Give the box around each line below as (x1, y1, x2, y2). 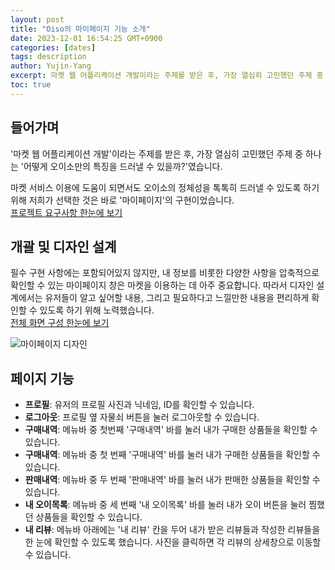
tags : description (10, 52, 87, 62)
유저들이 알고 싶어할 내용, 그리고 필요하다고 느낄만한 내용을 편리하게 (44, 292, 310, 304)
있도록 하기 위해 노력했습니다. (39, 304, 155, 316)
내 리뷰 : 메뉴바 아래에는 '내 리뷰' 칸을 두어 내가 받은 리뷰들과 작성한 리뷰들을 (24, 524, 321, 536)
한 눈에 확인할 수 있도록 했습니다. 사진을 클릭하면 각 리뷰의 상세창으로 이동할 (24, 536, 322, 548)
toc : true (10, 80, 52, 90)
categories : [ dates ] (10, 42, 97, 53)
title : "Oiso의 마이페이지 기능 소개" (10, 24, 151, 34)
